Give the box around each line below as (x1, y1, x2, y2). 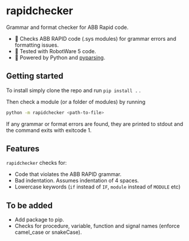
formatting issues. (14, 41, 59, 48)
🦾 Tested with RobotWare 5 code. (14, 47, 96, 54)
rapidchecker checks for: (6, 159, 67, 167)
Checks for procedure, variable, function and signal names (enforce (14, 223, 180, 230)
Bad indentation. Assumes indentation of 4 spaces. (14, 177, 139, 184)
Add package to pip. (14, 216, 64, 223)
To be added (6, 200, 53, 210)
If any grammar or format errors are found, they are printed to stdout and (6, 120, 184, 128)
